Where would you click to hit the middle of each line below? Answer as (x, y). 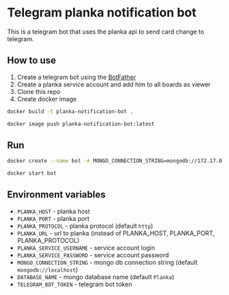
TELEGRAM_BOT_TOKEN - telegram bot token (74, 284)
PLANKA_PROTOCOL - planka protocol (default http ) (85, 226)
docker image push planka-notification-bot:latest (81, 124)
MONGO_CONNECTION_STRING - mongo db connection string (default (107, 262)
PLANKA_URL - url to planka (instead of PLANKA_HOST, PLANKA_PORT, (116, 233)
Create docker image (47, 99)
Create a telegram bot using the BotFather (76, 77)
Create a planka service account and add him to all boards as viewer (114, 84)
